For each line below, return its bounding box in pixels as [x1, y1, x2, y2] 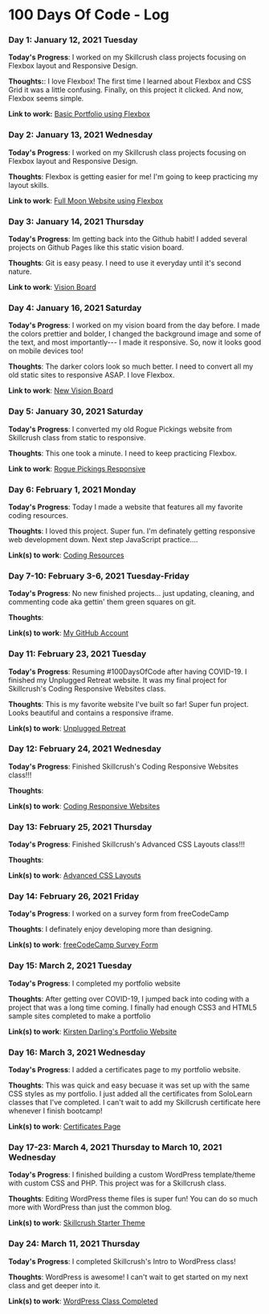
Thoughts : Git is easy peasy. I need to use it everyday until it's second [8, 259, 242, 268]
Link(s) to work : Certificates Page [8, 1122, 121, 1132]
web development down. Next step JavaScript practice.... [8, 534, 198, 544]
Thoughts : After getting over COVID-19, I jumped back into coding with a [8, 994, 250, 1003]
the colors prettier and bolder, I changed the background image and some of [8, 329, 262, 339]
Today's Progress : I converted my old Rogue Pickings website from [8, 424, 233, 434]
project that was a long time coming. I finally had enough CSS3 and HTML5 [8, 1002, 257, 1012]
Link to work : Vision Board [8, 283, 96, 292]
